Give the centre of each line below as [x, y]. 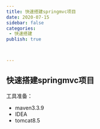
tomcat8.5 [27, 120]
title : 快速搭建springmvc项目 [41, 12]
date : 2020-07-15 [28, 17]
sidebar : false [25, 23]
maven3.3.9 [29, 108]
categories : [21, 28]
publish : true [24, 39]
